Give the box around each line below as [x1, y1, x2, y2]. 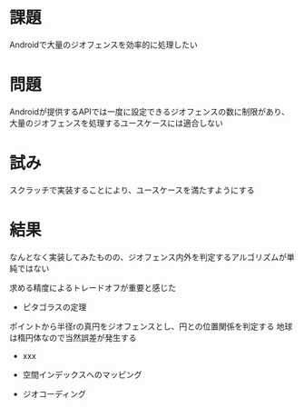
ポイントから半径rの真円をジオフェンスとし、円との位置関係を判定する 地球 [9, 321, 293, 332]
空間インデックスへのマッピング [22, 369, 142, 380]
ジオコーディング [22, 388, 86, 399]
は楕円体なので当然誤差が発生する [9, 332, 137, 343]
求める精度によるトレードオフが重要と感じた [9, 282, 177, 293]
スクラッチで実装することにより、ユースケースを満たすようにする [9, 184, 255, 195]
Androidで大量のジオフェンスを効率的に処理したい [9, 39, 198, 50]
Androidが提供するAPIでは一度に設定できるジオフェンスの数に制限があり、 [9, 105, 290, 117]
